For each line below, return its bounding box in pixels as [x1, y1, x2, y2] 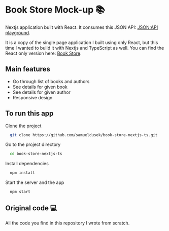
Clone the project [5, 123, 42, 129]
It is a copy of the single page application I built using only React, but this [5, 39, 158, 46]
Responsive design [12, 94, 53, 100]
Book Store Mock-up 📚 [5, 4, 105, 16]
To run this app [5, 109, 54, 118]
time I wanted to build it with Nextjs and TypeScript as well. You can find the [5, 45, 164, 51]
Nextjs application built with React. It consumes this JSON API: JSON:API [5, 24, 158, 30]
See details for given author [12, 89, 71, 95]
